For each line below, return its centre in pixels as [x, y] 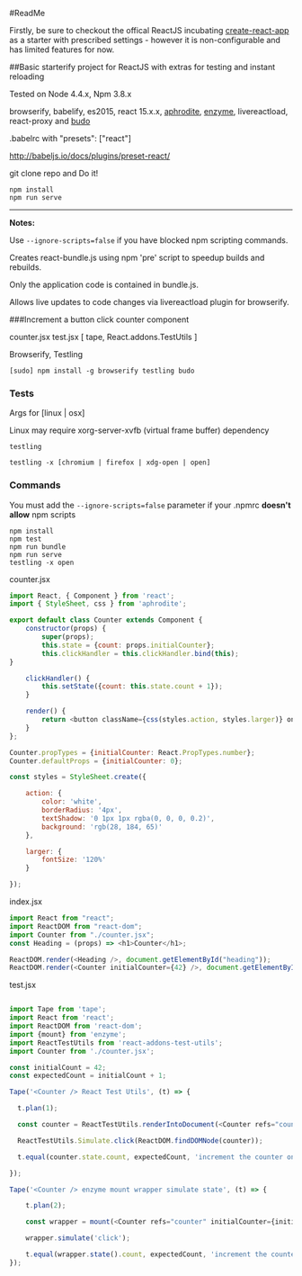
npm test [26, 539]
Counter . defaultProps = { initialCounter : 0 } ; [96, 761]
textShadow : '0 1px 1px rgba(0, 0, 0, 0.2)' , [129, 818]
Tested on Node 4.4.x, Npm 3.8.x [71, 94]
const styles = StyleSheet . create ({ [78, 777]
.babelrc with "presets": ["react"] [71, 138]
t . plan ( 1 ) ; [38, 1109]
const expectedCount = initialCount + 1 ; [88, 1076]
